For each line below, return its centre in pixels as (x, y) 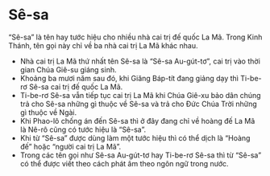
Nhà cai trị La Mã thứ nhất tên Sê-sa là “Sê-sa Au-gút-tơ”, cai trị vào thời (140, 61)
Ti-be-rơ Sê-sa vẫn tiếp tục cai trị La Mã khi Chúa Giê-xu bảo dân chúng (140, 95)
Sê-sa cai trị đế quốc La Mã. (76, 87)
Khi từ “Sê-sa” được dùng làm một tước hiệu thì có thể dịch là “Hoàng (135, 137)
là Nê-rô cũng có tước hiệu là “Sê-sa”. (83, 129)
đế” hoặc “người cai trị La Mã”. (71, 146)
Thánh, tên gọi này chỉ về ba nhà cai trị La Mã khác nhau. (103, 45)
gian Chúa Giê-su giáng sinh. (68, 69)
